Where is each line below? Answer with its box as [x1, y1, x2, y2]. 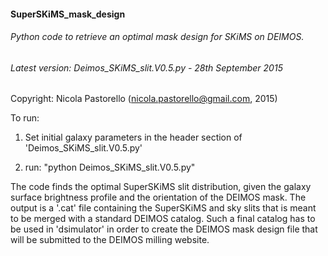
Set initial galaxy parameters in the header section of [24, 131, 243, 144]
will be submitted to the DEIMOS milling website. [10, 234, 210, 246]
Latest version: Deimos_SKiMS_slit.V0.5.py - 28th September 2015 [10, 61, 283, 74]
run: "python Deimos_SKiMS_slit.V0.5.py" [24, 161, 196, 174]
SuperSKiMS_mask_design [10, 8, 126, 20]
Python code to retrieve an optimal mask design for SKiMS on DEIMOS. [10, 31, 305, 43]
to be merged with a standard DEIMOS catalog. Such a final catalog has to [10, 213, 316, 225]
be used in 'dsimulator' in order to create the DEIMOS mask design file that [10, 223, 318, 235]
